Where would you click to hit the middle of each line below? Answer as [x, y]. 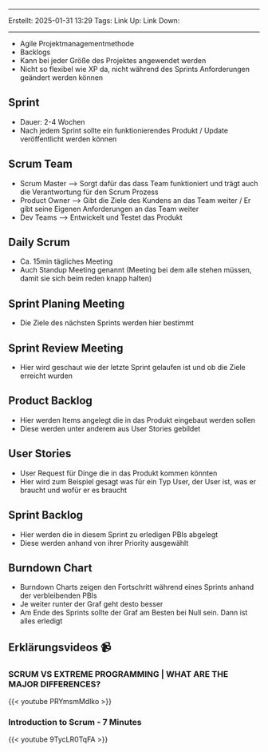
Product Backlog [51, 401]
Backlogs [35, 52]
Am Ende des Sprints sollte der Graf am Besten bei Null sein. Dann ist [134, 613]
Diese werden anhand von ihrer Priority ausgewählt [104, 543]
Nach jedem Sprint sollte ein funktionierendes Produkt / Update [124, 130]
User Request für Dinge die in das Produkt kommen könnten [118, 473]
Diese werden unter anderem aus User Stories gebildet [110, 428]
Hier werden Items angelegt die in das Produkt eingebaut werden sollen [138, 420]
